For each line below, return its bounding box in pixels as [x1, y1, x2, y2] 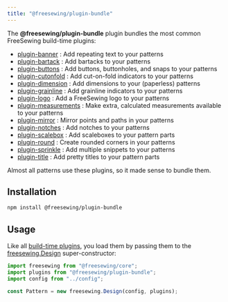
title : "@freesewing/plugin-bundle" [7, 10, 113, 17]
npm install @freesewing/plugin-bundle [7, 205, 123, 211]
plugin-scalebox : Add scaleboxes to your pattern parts [17, 131, 175, 139]
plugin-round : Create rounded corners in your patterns [17, 138, 175, 146]
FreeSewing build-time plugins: [7, 36, 96, 45]
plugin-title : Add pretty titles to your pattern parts [17, 153, 160, 161]
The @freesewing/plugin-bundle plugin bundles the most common [7, 29, 201, 37]
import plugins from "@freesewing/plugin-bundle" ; [7, 269, 157, 276]
